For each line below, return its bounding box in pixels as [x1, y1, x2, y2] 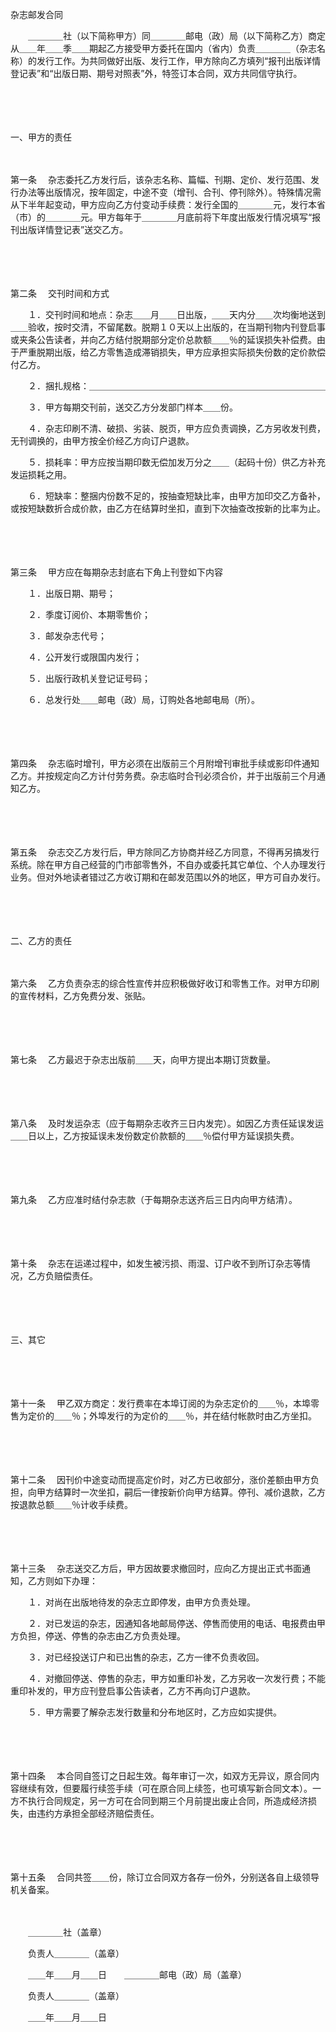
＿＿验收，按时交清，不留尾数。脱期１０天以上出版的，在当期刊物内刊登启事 [10, 321, 326, 333]
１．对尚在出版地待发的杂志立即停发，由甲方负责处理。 [27, 1596, 256, 1608]
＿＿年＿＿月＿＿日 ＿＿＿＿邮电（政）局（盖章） [27, 1969, 247, 1980]
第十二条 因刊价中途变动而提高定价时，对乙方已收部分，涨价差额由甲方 [10, 1474, 311, 1485]
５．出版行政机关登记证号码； [27, 673, 151, 684]
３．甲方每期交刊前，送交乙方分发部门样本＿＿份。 [27, 401, 238, 413]
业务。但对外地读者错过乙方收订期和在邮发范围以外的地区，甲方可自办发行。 [10, 871, 326, 883]
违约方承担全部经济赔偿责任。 [36, 1808, 160, 1819]
